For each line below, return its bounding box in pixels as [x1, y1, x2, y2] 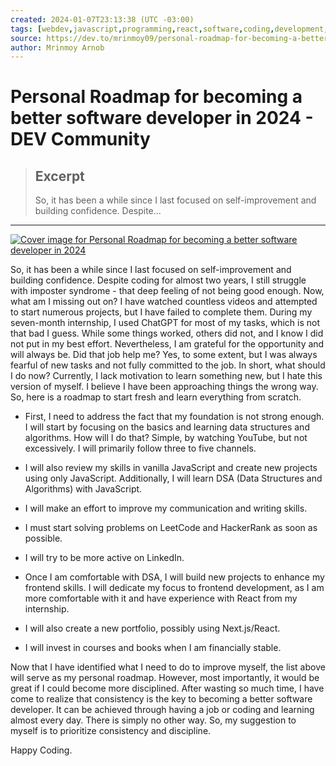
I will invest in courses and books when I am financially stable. [24, 642, 282, 654]
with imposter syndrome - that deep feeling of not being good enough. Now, [10, 285, 325, 297]
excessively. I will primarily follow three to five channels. [24, 442, 257, 455]
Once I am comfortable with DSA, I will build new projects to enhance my [24, 571, 325, 583]
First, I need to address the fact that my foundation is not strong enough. [24, 411, 325, 423]
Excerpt [34, 167, 85, 185]
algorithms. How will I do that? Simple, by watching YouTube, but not [24, 432, 308, 444]
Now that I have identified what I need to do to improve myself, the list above [10, 661, 326, 673]
